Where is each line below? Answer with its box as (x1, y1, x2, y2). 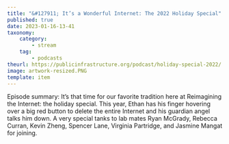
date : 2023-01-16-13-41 (7, 23, 75, 29)
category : (19, 36, 48, 43)
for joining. (7, 129, 38, 137)
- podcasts (31, 55, 63, 62)
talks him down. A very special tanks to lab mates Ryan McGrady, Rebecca (7, 115, 217, 123)
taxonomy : (7, 29, 36, 36)
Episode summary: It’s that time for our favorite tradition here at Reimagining (7, 93, 222, 101)
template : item (7, 73, 51, 81)
